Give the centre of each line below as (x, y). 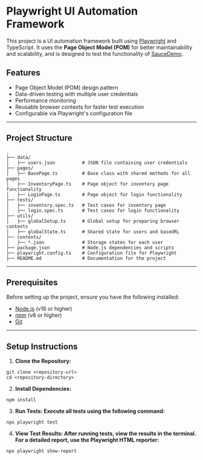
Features (23, 73)
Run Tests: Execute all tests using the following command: (90, 411)
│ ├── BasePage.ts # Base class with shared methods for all (98, 173)
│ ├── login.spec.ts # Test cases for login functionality (93, 211)
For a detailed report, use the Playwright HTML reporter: (87, 440)
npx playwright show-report (42, 451)
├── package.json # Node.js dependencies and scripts (90, 248)
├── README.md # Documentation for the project (86, 258)
